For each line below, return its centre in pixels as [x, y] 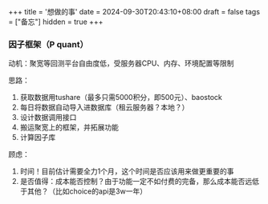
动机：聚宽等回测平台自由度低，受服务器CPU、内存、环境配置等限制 [121, 63]
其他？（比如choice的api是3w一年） [87, 191]
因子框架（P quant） [48, 44]
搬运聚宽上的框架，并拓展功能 [69, 127]
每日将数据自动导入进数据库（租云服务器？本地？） [104, 107]
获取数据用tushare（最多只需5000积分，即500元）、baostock [121, 98]
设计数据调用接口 [48, 118]
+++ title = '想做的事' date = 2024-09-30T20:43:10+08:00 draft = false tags [134, 12]
